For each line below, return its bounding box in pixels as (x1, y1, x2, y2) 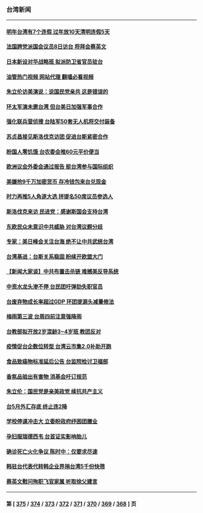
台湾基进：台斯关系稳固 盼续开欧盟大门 (6, 253, 103, 260)
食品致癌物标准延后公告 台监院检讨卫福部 (6, 357, 109, 365)
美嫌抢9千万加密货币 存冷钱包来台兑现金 (6, 177, 107, 185)
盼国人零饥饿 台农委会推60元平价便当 (6, 148, 100, 155)
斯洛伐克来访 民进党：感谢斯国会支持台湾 (6, 208, 109, 216)
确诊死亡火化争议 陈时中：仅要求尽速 (6, 448, 98, 455)
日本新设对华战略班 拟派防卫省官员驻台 (6, 58, 103, 65)
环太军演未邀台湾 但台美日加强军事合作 (6, 103, 103, 110)
